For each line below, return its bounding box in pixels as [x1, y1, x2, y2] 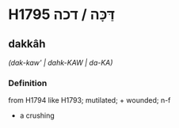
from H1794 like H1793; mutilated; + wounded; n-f [8, 96, 171, 105]
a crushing [19, 111, 55, 120]
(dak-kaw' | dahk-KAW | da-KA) [8, 58, 113, 67]
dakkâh [8, 37, 46, 51]
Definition [8, 77, 48, 88]
